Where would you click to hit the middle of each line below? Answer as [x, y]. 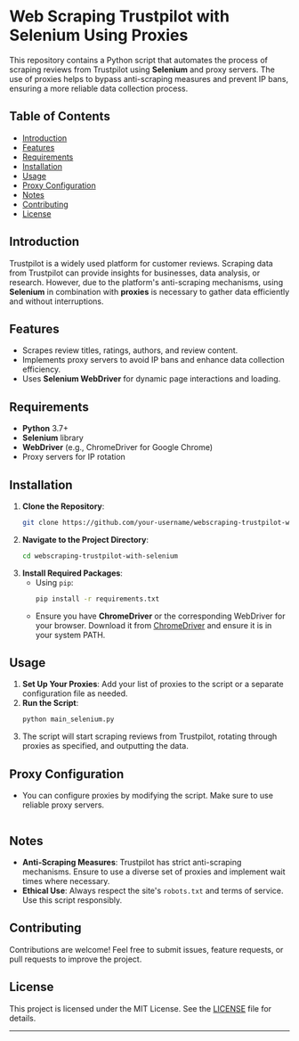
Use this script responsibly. [72, 900]
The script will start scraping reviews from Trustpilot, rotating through [149, 736]
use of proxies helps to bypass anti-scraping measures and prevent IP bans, [149, 78]
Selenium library [53, 438]
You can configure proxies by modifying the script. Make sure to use [148, 796]
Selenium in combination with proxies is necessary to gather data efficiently [149, 291]
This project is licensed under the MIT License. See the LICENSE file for [141, 1008]
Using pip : [54, 582]
